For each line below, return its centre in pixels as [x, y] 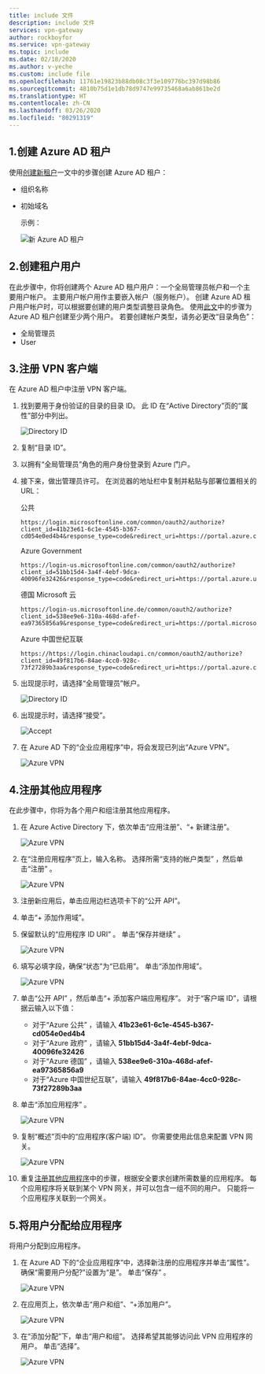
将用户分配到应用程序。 [47, 1246]
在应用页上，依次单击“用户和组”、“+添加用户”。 [98, 1304]
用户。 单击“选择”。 [52, 1346]
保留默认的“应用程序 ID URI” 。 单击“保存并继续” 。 [103, 935]
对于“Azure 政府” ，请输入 [74, 1043]
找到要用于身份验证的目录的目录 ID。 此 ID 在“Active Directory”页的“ [131, 406]
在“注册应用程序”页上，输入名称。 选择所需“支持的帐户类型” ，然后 [128, 859]
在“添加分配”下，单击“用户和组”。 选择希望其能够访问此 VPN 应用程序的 [136, 1336]
